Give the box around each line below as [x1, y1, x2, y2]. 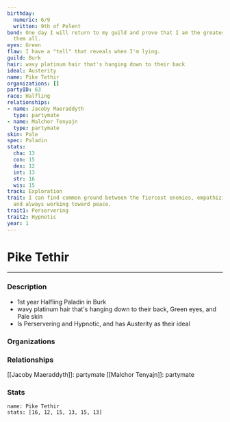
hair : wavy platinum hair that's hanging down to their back [7, 61, 186, 68]
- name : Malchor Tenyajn [7, 118, 78, 125]
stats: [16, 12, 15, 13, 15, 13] [7, 409, 103, 416]
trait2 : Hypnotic [7, 213, 57, 220]
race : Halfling [7, 93, 51, 100]
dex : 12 [13, 162, 36, 170]
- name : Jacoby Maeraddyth [7, 105, 84, 112]
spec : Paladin [7, 137, 48, 144]
